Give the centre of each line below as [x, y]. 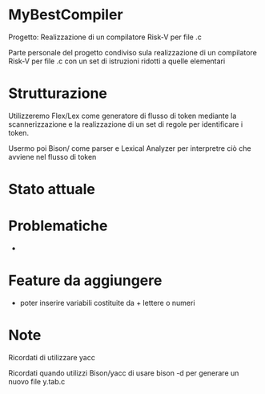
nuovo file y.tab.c [37, 381]
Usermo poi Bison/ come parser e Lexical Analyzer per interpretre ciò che [130, 148]
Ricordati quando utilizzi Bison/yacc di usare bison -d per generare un [124, 373]
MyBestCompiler [66, 15]
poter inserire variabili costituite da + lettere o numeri [107, 303]
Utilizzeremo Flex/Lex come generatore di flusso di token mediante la [122, 116]
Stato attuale [52, 189]
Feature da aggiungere [85, 280]
